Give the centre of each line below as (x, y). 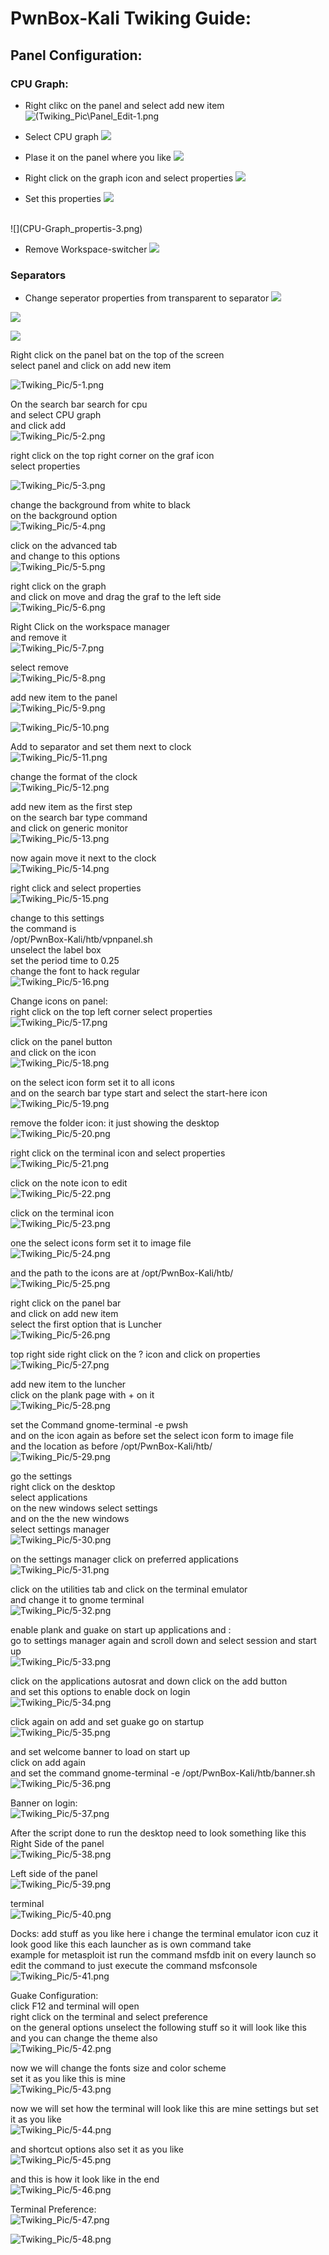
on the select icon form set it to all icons (92, 1083)
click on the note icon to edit (69, 1183)
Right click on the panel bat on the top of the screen (117, 355)
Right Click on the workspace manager (90, 627)
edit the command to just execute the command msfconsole (134, 1966)
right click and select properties (76, 888)
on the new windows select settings (84, 1508)
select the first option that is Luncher (86, 1324)
